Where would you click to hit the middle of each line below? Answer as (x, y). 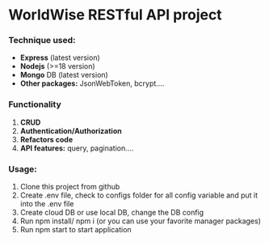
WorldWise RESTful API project (115, 15)
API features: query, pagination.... (77, 148)
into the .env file (47, 204)
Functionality (35, 104)
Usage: (23, 169)
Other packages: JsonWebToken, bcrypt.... (92, 83)
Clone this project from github (70, 187)
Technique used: (42, 40)
